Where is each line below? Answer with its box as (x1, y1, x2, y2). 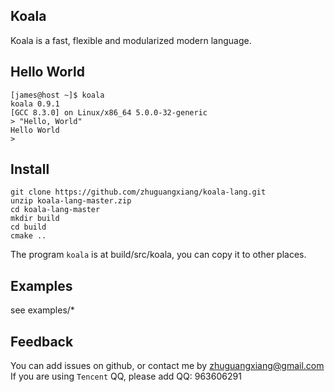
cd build (10, 222, 47, 233)
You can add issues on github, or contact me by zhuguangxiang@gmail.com (10, 360, 325, 372)
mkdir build (10, 214, 60, 224)
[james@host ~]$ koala (10, 90, 105, 100)
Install (10, 161, 50, 178)
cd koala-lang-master (10, 205, 101, 215)
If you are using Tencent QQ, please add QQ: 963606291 (10, 370, 242, 383)
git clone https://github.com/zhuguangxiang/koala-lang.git (10, 187, 267, 198)
